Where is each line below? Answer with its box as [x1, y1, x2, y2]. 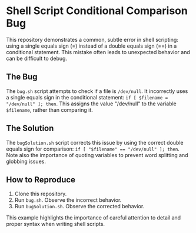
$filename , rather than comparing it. [6, 106, 93, 113]
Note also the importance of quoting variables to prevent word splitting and [6, 151, 188, 158]
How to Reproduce [6, 175, 75, 185]
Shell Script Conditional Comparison [6, 4, 188, 18]
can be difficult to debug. [6, 55, 68, 62]
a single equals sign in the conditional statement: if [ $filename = [6, 94, 168, 101]
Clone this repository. [14, 190, 67, 198]
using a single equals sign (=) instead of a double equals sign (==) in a [6, 42, 177, 49]
